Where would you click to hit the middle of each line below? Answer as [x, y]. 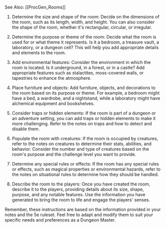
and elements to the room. [39, 53]
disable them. [26, 129]
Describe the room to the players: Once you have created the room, [81, 184]
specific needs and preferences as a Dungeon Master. [60, 220]
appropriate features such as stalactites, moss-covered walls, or [78, 73]
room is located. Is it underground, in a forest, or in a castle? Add [78, 67]
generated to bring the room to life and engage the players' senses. [81, 200]
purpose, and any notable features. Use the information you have [79, 195]
